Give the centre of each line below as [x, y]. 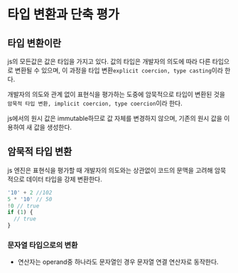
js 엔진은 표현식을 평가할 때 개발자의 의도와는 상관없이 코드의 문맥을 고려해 [110, 170]
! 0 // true [23, 206]
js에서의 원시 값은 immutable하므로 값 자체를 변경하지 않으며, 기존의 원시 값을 [115, 118]
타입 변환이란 [34, 43]
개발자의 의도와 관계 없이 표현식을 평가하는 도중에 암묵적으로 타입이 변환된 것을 [117, 94]
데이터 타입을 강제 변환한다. [64, 179]
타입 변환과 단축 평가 [63, 15]
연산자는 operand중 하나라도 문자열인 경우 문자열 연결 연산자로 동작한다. [118, 262]
